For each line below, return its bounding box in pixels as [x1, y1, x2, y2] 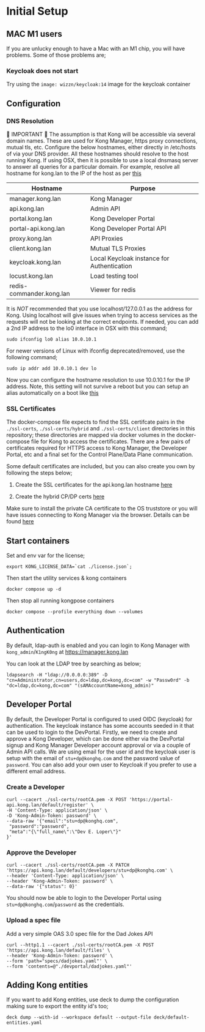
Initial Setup [6, 4, 68, 18]
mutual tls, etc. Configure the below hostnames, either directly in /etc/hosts [6, 143, 196, 151]
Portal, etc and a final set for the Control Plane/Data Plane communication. [6, 451, 193, 458]
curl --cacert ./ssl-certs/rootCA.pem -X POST [6, 797, 127, 803]
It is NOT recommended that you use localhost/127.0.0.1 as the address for [6, 305, 193, 312]
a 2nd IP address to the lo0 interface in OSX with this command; [6, 324, 168, 332]
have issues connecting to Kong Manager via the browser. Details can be [6, 511, 190, 518]
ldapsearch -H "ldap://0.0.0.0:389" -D [6, 671, 108, 678]
